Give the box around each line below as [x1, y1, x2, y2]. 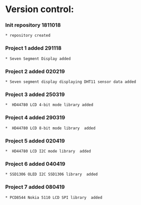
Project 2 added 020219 [5, 68, 65, 75]
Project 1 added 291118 [5, 44, 62, 52]
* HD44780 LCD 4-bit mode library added [5, 102, 94, 108]
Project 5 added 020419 [5, 137, 65, 144]
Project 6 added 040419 [5, 160, 65, 167]
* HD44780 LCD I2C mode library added [5, 148, 92, 153]
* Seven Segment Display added [5, 56, 71, 61]
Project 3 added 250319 [5, 91, 65, 98]
